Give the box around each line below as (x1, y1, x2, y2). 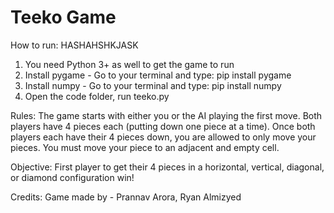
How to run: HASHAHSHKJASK (10, 39, 139, 51)
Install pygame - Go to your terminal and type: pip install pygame (24, 69, 292, 81)
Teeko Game (10, 6, 117, 29)
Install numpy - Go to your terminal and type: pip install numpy (24, 79, 282, 91)
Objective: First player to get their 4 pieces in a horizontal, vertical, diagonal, (10, 161, 325, 173)
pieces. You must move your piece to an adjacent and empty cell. (10, 141, 280, 153)
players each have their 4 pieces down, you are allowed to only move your (10, 131, 317, 143)
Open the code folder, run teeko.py (24, 90, 170, 102)
